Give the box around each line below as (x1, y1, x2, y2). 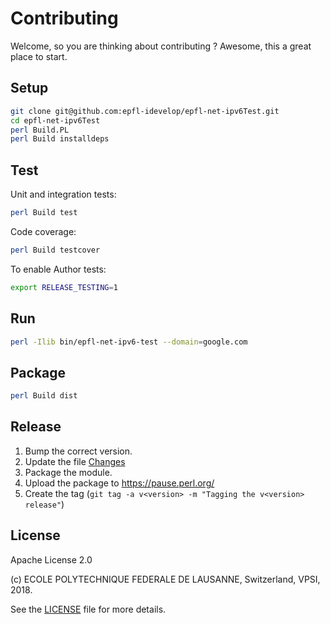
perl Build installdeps (10, 134, 110, 144)
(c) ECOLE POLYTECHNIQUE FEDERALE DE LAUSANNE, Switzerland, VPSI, (10, 573, 321, 585)
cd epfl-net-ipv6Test (10, 115, 101, 126)
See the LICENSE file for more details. (10, 603, 167, 615)
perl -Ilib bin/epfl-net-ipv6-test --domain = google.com (10, 337, 248, 347)
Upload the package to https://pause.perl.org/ (24, 477, 215, 489)
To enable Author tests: (10, 263, 107, 275)
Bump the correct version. (24, 445, 133, 457)
